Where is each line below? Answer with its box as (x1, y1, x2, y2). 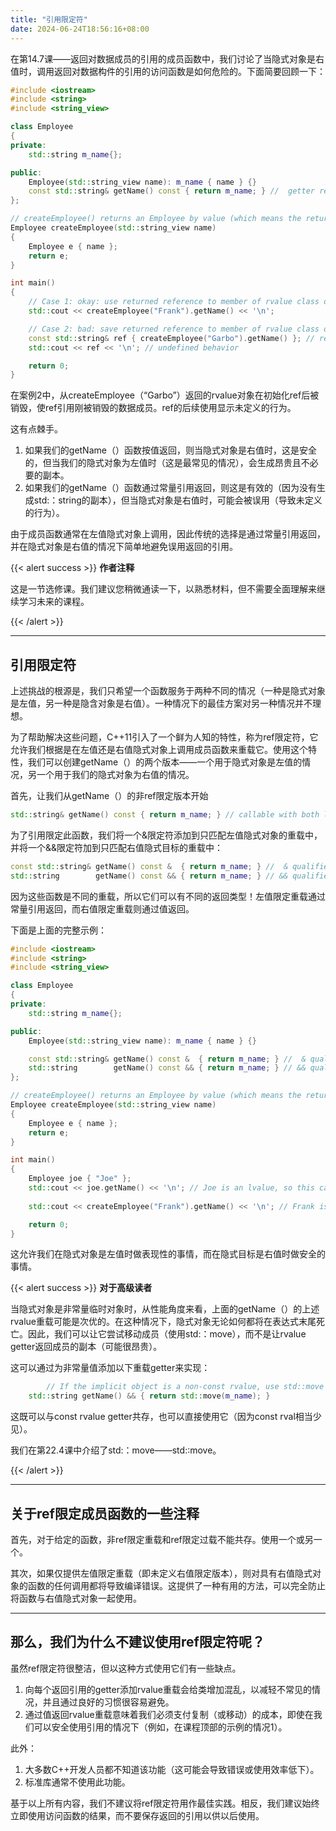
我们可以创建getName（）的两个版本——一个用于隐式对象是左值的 (27, 756, 303, 768)
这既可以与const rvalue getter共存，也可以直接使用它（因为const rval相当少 (10, 1411, 322, 1423)
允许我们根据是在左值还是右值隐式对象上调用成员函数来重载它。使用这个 (10, 744, 308, 756)
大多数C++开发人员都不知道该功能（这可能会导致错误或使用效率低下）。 (24, 1763, 320, 1775)
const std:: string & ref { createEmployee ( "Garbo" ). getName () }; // (28, 333, 315, 343)
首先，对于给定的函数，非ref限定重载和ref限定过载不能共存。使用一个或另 (10, 1534, 314, 1545)
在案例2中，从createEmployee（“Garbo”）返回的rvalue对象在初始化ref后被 (10, 389, 320, 401)
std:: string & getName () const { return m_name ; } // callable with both (10, 810, 320, 820)
